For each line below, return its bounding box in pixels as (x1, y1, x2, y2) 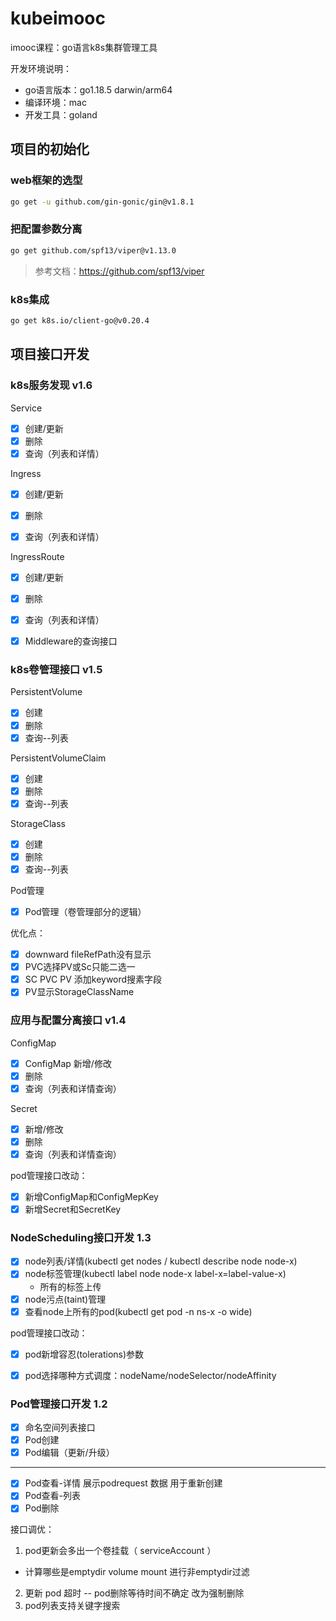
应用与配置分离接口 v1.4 (10, 1013, 127, 1027)
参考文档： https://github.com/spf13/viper (34, 265, 205, 277)
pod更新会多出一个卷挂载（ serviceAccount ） (24, 1545, 217, 1557)
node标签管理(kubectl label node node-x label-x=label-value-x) (24, 1268, 287, 1280)
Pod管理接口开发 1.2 (10, 1397, 108, 1411)
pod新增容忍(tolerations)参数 (24, 1348, 145, 1360)
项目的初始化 (10, 141, 90, 158)
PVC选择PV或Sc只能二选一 (24, 961, 136, 973)
